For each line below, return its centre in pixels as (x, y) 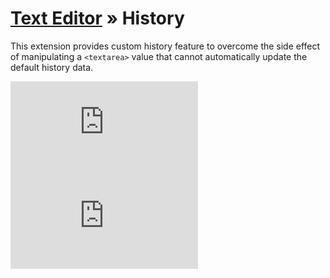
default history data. (52, 67)
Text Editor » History (97, 18)
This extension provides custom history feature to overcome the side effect (165, 46)
